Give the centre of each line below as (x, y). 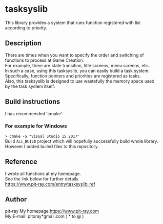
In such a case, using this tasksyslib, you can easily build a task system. (77, 71)
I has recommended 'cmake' (34, 113)
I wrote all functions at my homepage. (43, 174)
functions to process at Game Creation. (45, 60)
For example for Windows (36, 126)
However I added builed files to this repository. (52, 146)
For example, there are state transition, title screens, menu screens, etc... (79, 65)
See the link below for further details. (42, 179)
